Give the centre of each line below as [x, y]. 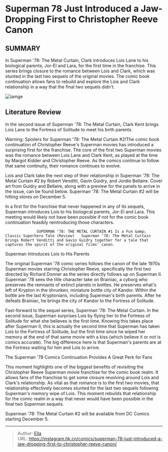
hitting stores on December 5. [36, 197]
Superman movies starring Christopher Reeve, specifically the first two [78, 269]
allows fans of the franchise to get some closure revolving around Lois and [82, 377]
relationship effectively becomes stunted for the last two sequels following [82, 388]
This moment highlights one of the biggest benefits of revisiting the [74, 367]
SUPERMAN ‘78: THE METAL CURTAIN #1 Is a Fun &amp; [91, 231]
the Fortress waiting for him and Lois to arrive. [53, 347]
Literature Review [33, 112]
